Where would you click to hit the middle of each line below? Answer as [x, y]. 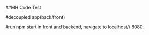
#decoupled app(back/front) [35, 17]
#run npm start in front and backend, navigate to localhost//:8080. [74, 27]
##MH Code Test [23, 7]
